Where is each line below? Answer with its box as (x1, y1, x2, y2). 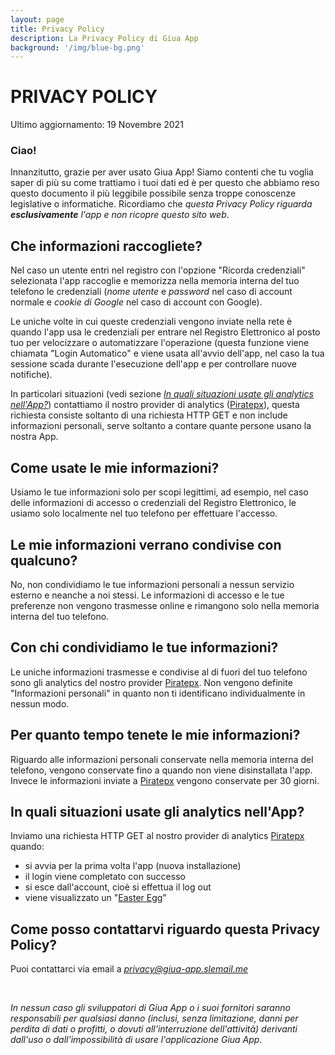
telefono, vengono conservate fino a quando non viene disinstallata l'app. (10, 764, 313, 776)
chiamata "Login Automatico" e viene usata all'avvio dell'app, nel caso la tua (10, 347, 325, 360)
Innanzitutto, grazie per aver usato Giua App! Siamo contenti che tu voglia (10, 166, 314, 178)
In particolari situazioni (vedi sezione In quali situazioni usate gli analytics (10, 388, 314, 400)
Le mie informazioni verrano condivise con (10, 536, 282, 553)
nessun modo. (10, 697, 70, 710)
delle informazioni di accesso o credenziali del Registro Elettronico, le (10, 497, 297, 509)
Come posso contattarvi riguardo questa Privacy (10, 921, 321, 938)
